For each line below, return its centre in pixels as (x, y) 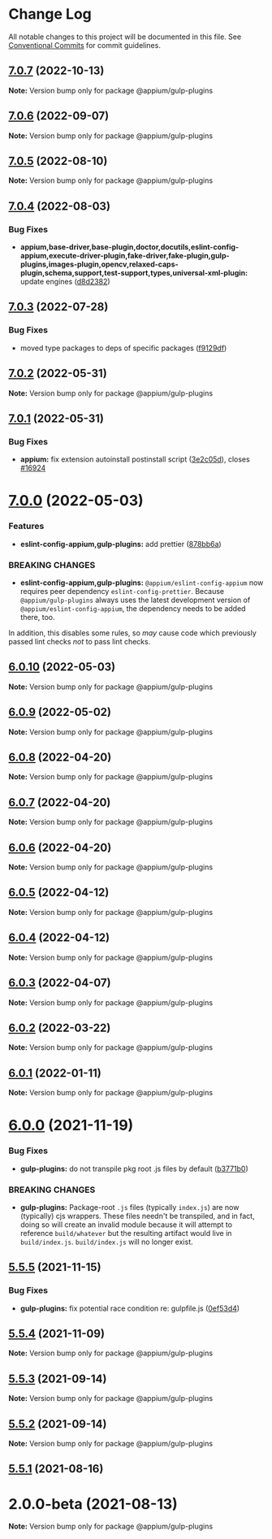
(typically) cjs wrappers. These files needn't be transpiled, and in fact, (137, 1216)
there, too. (37, 618)
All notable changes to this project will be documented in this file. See (125, 37)
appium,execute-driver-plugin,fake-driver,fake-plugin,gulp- (125, 256)
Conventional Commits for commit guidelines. (84, 45)
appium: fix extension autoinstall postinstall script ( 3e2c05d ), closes (135, 459)
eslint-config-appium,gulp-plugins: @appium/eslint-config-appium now (142, 583)
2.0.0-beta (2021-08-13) (93, 1504)
